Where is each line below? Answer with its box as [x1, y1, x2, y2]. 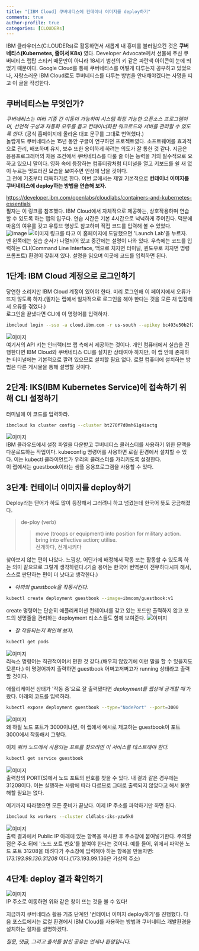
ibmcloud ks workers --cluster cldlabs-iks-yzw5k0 [6, 813, 134, 820]
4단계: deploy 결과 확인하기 [6, 874, 103, 884]
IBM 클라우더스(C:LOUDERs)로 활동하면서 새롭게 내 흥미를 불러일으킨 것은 [6, 42, 178, 49]
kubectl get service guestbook [6, 755, 84, 761]
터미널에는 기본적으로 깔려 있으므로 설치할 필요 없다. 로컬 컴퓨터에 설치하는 [12, 356, 185, 363]
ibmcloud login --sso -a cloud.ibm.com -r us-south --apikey [6, 322, 161, 328]
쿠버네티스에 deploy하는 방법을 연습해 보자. [6, 182, 107, 189]
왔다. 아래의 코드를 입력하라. [6, 693, 71, 700]
